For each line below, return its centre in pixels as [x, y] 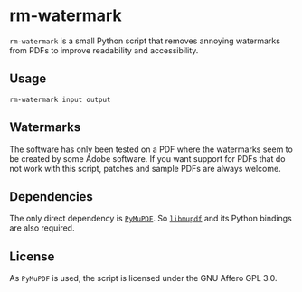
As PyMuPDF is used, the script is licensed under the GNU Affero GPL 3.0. [143, 278]
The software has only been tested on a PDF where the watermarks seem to [151, 149]
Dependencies [51, 197]
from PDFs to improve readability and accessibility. [104, 50]
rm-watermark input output [60, 99]
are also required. [42, 228]
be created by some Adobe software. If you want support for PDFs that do [147, 158]
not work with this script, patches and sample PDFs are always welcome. [146, 168]
